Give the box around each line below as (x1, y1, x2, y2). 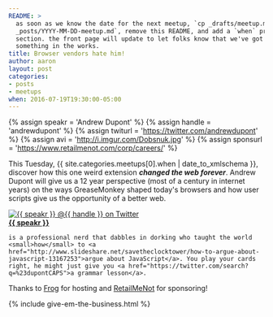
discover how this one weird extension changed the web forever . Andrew (8, 167, 256, 177)
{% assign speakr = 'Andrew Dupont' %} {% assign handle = (8, 117, 211, 127)
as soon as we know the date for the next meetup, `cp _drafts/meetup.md (15, 20, 271, 28)
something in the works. (15, 42, 100, 50)
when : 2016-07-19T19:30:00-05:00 (8, 95, 122, 103)
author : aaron (8, 58, 57, 66)
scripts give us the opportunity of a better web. (8, 193, 167, 203)
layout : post (8, 65, 53, 73)
